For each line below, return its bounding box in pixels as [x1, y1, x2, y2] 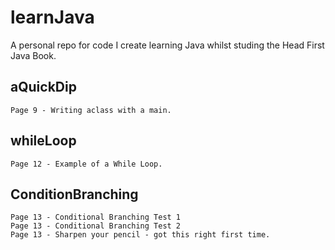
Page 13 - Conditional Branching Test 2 [10, 221, 182, 231]
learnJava [10, 6, 95, 29]
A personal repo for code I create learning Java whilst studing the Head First [10, 39, 325, 51]
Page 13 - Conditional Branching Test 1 [10, 212, 182, 223]
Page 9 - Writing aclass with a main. [10, 105, 172, 115]
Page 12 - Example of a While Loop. [10, 159, 163, 169]
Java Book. [10, 49, 57, 61]
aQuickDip [10, 79, 77, 96]
